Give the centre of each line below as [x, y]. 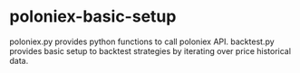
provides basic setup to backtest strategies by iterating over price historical [150, 50]
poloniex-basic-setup [93, 17]
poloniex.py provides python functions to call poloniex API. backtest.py [142, 41]
